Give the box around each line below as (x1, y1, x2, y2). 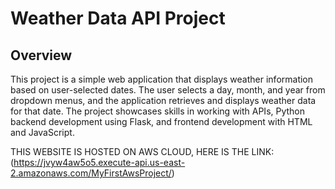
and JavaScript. (10, 127, 75, 138)
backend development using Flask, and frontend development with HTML (10, 116, 313, 127)
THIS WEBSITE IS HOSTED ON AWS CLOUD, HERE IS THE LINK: (10, 146, 275, 157)
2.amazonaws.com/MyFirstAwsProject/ (10, 167, 172, 179)
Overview (10, 47, 73, 64)
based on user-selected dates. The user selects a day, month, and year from (10, 84, 326, 96)
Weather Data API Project (10, 7, 226, 30)
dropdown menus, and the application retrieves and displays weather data (10, 95, 317, 106)
